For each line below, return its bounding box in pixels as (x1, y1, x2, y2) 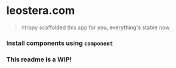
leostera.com (6, 4, 75, 18)
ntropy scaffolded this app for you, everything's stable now (21, 24, 170, 31)
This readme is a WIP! (6, 55, 72, 64)
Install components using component (6, 39, 113, 47)
